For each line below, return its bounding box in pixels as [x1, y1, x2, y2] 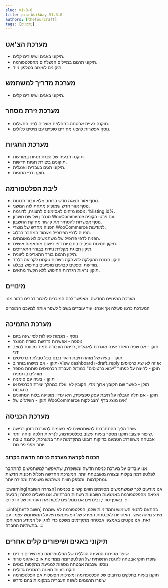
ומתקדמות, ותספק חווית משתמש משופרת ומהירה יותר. [5, 476, 108, 482]
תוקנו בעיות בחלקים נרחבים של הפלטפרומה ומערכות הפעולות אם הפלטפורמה [12, 572, 159, 578]
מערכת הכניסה [5, 412, 50, 421]
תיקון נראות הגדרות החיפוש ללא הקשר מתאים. [12, 267, 100, 273]
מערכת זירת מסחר [5, 107, 60, 115]
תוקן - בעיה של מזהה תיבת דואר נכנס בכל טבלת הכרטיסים [12, 354, 123, 361]
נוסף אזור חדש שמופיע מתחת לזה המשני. [12, 203, 90, 209]
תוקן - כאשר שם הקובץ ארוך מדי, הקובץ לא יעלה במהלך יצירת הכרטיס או [12, 381, 149, 387]
